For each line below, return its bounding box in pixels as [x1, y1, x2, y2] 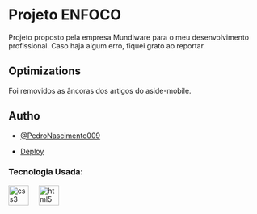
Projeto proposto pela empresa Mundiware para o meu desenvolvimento [8, 32, 249, 42]
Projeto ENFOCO [8, 6, 121, 24]
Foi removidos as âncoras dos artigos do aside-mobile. [8, 86, 192, 95]
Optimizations [8, 65, 81, 78]
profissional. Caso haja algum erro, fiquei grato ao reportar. [8, 40, 206, 50]
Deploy [19, 146, 44, 156]
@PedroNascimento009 [19, 131, 101, 141]
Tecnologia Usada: [8, 166, 83, 178]
